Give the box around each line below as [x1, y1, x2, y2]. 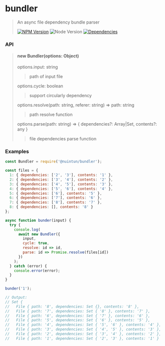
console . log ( [14, 227, 41, 232]
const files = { [5, 168, 38, 173]
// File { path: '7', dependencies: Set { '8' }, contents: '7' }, [5, 309, 151, 314]
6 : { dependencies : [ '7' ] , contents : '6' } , [9, 195, 102, 200]
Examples [5, 148, 29, 155]
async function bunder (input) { [5, 218, 71, 223]
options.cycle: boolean [17, 83, 63, 89]
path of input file [29, 74, 63, 80]
